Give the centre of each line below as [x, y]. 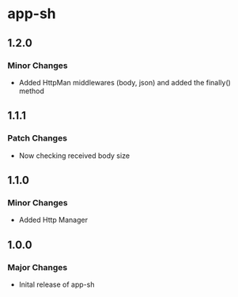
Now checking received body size [74, 156]
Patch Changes [38, 138]
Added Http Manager [53, 220]
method [32, 91]
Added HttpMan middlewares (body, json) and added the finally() [125, 82]
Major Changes [38, 267]
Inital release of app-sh [57, 284]
